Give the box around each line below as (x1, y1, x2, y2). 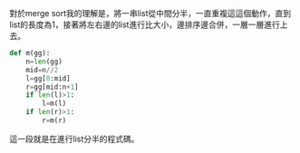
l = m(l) (42, 99, 67, 109)
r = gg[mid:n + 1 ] (25, 82, 79, 91)
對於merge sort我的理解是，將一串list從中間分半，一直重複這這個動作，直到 (9, 8, 292, 18)
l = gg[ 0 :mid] (25, 73, 71, 83)
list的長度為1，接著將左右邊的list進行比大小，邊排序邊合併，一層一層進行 (9, 19, 281, 30)
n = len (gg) (25, 57, 63, 66)
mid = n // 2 (25, 65, 59, 74)
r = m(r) (42, 116, 67, 125)
